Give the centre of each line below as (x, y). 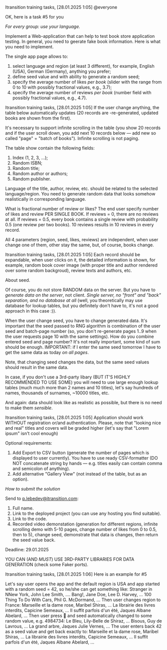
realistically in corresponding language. (46, 199)
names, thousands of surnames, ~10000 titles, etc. (57, 393)
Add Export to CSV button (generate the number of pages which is (81, 453)
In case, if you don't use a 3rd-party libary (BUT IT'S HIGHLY (68, 377)
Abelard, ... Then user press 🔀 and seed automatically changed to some (79, 616)
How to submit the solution (33, 489)
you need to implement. (29, 47)
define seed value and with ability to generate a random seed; (76, 77)
